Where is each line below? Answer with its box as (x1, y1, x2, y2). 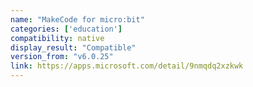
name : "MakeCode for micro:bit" (10, 14, 145, 25)
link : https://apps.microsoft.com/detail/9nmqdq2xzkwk (10, 61, 244, 71)
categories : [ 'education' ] (10, 24, 123, 34)
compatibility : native (10, 33, 105, 43)
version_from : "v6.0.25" (10, 52, 114, 62)
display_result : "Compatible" (10, 42, 137, 53)
